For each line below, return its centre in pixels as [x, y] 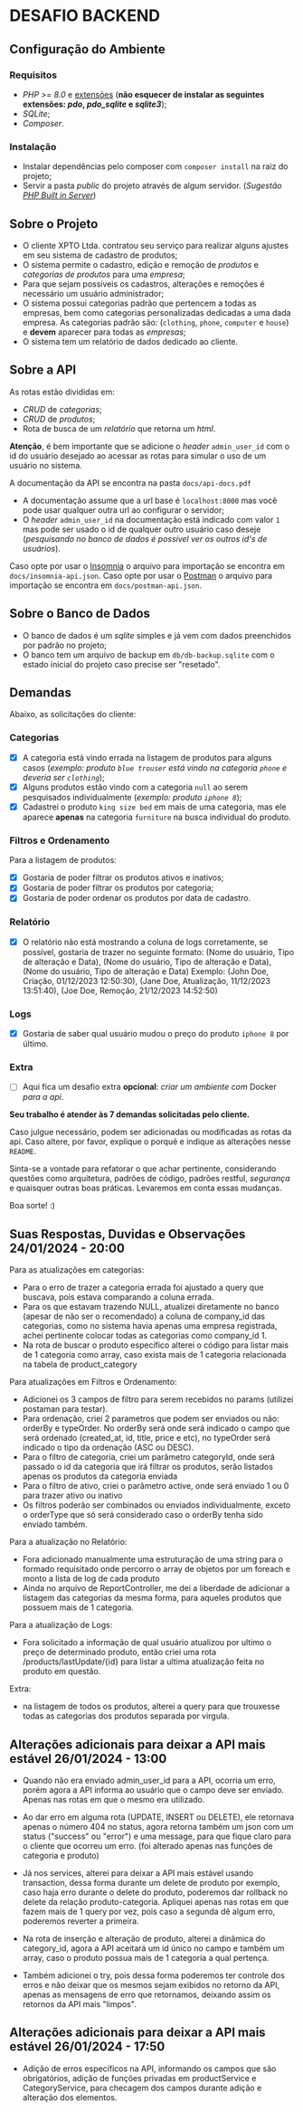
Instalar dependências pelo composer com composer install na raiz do [155, 166]
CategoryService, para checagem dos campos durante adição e [142, 2088]
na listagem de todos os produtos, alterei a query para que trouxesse [151, 1707]
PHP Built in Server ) [59, 195]
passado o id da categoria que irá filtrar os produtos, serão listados [148, 1467]
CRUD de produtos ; [59, 419]
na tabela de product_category [80, 1364]
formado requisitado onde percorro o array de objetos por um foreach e [156, 1569]
